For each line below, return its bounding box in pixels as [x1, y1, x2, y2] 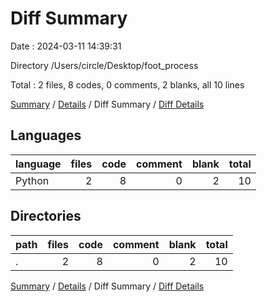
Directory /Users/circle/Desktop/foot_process [10, 59, 199, 71]
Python [15, 173, 50, 187]
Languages [10, 127, 82, 144]
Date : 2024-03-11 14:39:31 [10, 40, 122, 52]
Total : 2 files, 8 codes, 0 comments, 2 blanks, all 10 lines [10, 78, 245, 91]
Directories [10, 208, 82, 225]
